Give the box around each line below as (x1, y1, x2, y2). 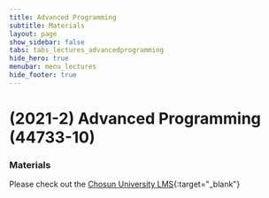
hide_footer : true (9, 71, 77, 80)
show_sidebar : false (9, 37, 86, 47)
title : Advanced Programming (9, 12, 117, 22)
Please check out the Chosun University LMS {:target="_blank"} (9, 179, 241, 190)
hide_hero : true (9, 54, 69, 63)
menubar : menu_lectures (9, 63, 97, 72)
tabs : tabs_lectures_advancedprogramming (9, 46, 165, 55)
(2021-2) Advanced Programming (9, 108, 261, 128)
